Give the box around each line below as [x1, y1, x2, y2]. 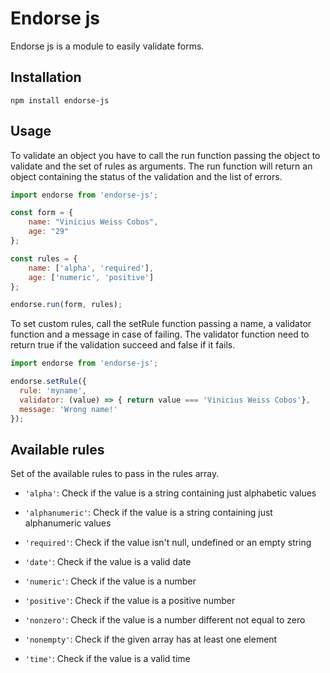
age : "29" [28, 227, 70, 237]
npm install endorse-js [10, 95, 110, 106]
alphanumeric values [24, 517, 112, 529]
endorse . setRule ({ [10, 377, 87, 387]
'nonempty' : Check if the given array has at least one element [24, 633, 278, 646]
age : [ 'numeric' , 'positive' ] [28, 272, 155, 282]
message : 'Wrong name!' [19, 404, 118, 414]
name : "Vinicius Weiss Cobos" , [28, 217, 159, 227]
